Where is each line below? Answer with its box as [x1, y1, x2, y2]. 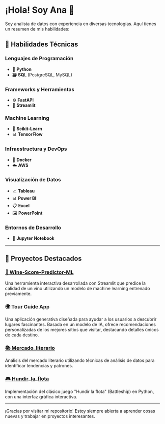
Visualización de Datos [5, 176, 61, 183]
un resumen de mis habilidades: [5, 26, 70, 32]
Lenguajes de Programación [5, 55, 74, 62]
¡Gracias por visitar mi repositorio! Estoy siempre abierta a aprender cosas [5, 408, 156, 414]
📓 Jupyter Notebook [12, 235, 55, 241]
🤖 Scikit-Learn [12, 126, 43, 132]
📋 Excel [12, 202, 30, 208]
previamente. [5, 291, 32, 296]
